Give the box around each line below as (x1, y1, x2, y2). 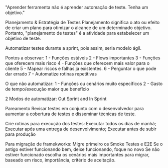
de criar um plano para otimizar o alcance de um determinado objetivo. (5, 25, 152, 31)
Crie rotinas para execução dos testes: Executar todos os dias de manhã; (5, 121, 156, 126)
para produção (5, 131, 36, 137)
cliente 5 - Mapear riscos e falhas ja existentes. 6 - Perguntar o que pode (5, 65, 156, 71)
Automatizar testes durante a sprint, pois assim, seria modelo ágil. (5, 45, 142, 51)
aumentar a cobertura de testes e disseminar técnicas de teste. (5, 111, 136, 117)
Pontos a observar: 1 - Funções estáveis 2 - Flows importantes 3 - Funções (5, 55, 160, 61)
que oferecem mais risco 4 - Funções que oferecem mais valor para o (5, 60, 150, 66)
